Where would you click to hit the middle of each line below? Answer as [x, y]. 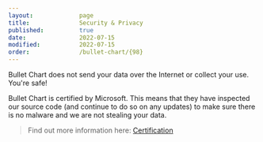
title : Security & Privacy [76, 23]
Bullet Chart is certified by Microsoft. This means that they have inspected [129, 98]
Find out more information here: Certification [100, 130]
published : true [51, 30]
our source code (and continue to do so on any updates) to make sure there [132, 106]
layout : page [51, 15]
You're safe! [28, 83]
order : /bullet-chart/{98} [76, 52]
